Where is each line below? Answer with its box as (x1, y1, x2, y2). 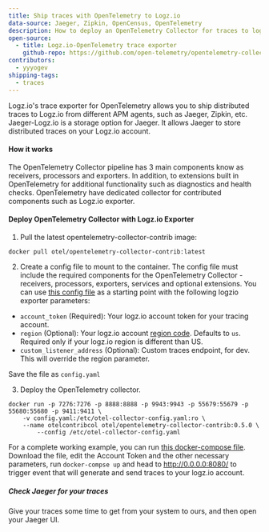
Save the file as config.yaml (8, 369, 101, 378)
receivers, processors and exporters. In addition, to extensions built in (8, 170, 239, 180)
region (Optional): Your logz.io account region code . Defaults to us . (19, 328, 242, 338)
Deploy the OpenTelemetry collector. (19, 385, 142, 394)
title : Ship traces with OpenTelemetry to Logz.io (8, 11, 181, 20)
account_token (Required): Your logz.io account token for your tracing (19, 311, 249, 321)
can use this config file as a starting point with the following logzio (19, 287, 239, 297)
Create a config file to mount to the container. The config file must (19, 262, 239, 271)
